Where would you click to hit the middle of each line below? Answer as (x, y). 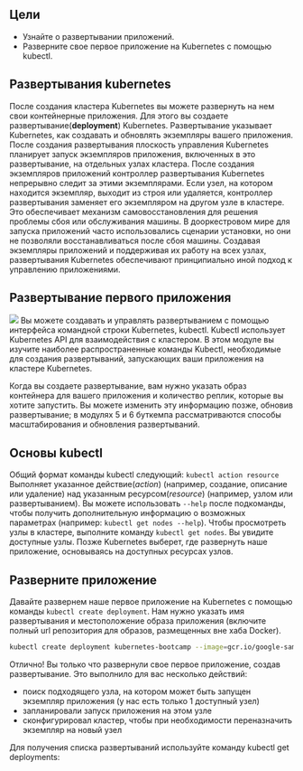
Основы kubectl (56, 452)
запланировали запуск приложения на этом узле (117, 710)
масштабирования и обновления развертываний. (105, 425)
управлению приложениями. (65, 269)
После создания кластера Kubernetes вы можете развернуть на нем (142, 106)
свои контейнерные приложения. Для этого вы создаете (119, 116)
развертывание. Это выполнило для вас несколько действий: (129, 673)
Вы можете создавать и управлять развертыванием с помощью (145, 321)
